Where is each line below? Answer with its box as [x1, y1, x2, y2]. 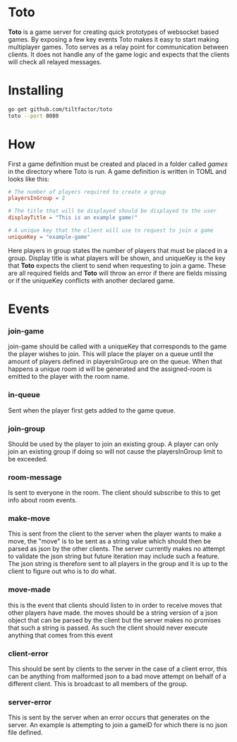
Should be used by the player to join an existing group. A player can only [8, 440, 219, 448]
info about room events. [8, 496, 78, 505]
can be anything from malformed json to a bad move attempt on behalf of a [8, 672, 226, 681]
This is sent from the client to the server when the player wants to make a [8, 529, 221, 538]
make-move [8, 514, 50, 524]
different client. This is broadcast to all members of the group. [8, 680, 188, 688]
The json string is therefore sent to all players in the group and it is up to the [8, 560, 229, 568]
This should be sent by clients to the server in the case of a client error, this [8, 665, 228, 673]
